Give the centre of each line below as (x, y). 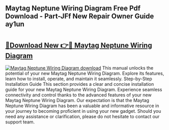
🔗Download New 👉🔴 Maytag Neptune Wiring (79, 45)
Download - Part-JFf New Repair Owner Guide (80, 17)
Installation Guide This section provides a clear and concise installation (80, 84)
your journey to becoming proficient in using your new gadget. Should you (83, 111)
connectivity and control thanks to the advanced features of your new (78, 95)
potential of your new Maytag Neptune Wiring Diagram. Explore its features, (85, 73)
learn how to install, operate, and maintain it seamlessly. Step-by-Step (79, 79)
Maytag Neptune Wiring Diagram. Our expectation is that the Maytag (77, 100)
